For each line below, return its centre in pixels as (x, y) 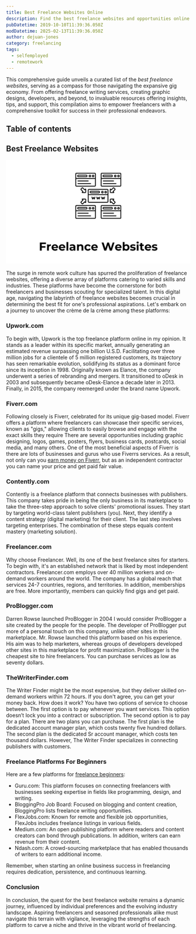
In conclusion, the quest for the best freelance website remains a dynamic (95, 900)
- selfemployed (30, 56)
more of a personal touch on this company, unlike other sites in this (87, 631)
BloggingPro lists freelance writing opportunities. (73, 811)
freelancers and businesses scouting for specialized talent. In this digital (93, 292)
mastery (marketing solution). (42, 532)
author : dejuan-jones (32, 37)
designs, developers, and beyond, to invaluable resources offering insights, (97, 98)
